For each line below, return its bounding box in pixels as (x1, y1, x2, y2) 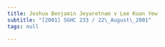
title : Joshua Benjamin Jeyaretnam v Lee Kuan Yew (7, 10, 158, 17)
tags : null (7, 23, 39, 30)
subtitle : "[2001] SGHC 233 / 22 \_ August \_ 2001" (7, 17, 152, 23)
